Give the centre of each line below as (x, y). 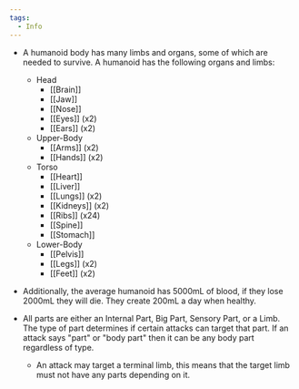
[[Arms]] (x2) (74, 148)
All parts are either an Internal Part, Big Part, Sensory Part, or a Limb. (151, 318)
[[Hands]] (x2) (76, 157)
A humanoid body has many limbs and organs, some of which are (145, 52)
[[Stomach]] (72, 234)
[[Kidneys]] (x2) (80, 205)
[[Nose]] (65, 108)
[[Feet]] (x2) (72, 273)
